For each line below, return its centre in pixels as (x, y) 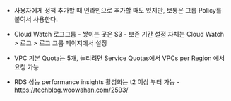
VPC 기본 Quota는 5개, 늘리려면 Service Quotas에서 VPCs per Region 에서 (119, 58)
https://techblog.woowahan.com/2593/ (71, 90)
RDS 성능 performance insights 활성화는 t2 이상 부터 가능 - (97, 82)
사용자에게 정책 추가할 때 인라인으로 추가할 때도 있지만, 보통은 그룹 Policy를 (118, 10)
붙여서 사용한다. (36, 19)
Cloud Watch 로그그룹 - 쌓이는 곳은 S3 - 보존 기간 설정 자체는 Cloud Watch (119, 34)
